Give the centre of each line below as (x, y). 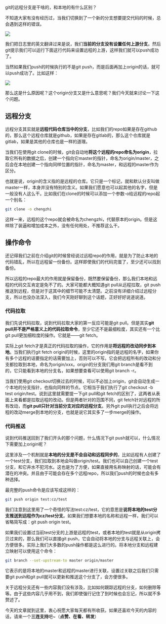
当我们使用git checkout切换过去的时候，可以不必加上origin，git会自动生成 (80, 381)
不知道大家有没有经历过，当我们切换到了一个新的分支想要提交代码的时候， (81, 18)
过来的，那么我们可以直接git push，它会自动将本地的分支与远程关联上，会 (85, 538)
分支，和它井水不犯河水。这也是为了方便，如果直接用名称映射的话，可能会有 (83, 467)
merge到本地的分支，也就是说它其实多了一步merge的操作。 (83, 412)
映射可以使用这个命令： (33, 551)
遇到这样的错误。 (27, 24)
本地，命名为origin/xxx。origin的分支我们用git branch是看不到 (90, 364)
